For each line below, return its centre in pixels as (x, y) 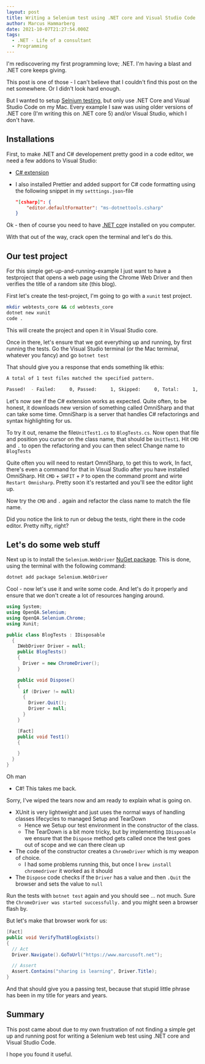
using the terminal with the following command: (66, 566)
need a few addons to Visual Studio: (52, 161)
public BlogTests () (42, 652)
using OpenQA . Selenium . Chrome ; (46, 618)
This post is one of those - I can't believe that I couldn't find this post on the (102, 82)
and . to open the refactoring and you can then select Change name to (95, 446)
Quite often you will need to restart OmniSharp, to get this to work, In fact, (99, 463)
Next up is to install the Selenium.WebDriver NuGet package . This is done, (99, 560)
